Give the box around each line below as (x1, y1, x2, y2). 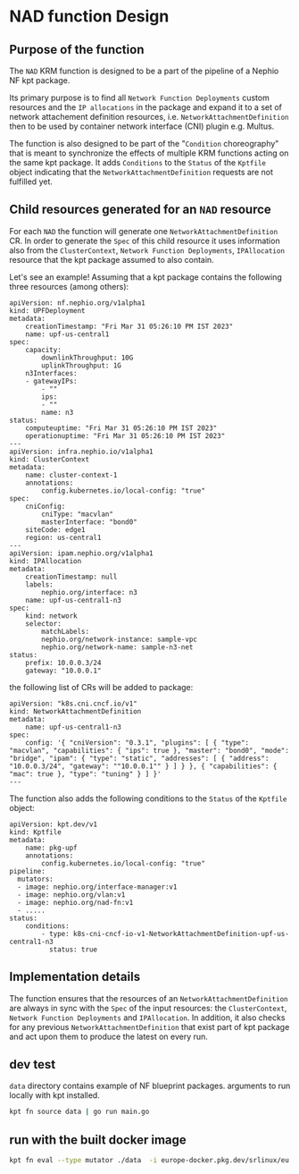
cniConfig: (25, 502, 66, 511)
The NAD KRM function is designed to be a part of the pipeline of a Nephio (9, 65, 279, 76)
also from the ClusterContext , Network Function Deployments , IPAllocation (9, 244, 286, 256)
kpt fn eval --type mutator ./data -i (9, 1156, 158, 1165)
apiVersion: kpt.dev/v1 (9, 820, 98, 829)
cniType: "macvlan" (41, 510, 114, 519)
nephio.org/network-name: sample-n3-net (41, 642, 194, 652)
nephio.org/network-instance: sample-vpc (41, 635, 198, 644)
